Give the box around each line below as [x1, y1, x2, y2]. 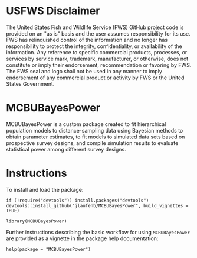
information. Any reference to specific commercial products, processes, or [6, 49, 188, 56]
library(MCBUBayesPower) [6, 218, 67, 224]
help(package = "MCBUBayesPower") [6, 246, 91, 252]
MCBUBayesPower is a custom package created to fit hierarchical [6, 120, 166, 128]
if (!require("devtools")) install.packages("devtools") [6, 197, 149, 204]
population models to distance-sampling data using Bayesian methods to [6, 127, 183, 134]
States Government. [6, 80, 55, 87]
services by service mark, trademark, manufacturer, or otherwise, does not [6, 55, 189, 62]
